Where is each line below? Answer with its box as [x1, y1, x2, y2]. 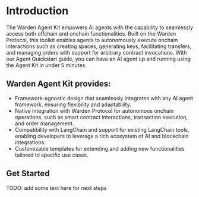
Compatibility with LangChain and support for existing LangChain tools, [14, 126, 189, 133]
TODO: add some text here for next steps [6, 184, 107, 191]
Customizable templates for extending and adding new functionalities [14, 145, 185, 152]
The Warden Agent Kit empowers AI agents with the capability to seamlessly [6, 24, 194, 31]
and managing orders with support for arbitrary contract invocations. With [6, 49, 187, 56]
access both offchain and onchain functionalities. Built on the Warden [6, 30, 176, 37]
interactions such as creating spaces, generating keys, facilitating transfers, [6, 43, 192, 50]
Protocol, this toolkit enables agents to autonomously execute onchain [6, 36, 178, 43]
